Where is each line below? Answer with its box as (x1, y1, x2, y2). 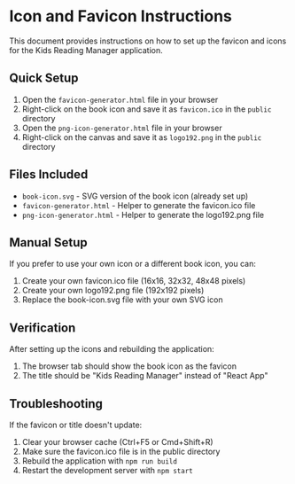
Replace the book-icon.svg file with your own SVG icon (21, 294, 223, 305)
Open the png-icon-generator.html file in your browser (21, 122, 223, 133)
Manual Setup (9, 235, 89, 250)
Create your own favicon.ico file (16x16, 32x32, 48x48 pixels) (21, 276, 246, 286)
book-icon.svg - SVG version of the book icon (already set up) (21, 191, 249, 201)
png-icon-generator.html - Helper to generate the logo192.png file (21, 209, 264, 220)
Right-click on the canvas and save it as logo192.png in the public (21, 131, 262, 143)
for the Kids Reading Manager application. (9, 44, 164, 55)
